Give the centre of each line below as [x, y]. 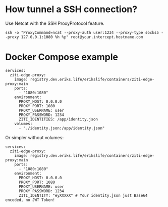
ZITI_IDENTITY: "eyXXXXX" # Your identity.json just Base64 [83, 195]
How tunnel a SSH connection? [71, 9]
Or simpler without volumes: [35, 137]
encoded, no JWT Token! [30, 200]
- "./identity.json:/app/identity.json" [62, 128]
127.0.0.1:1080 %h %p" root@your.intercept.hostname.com [82, 37]
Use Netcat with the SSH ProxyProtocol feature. [55, 23]
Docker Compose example [62, 57]
